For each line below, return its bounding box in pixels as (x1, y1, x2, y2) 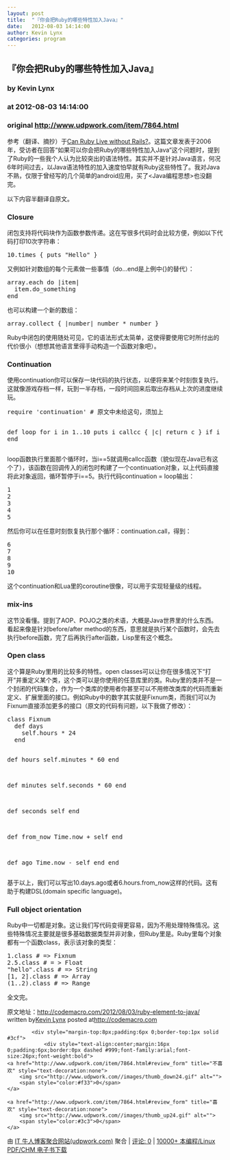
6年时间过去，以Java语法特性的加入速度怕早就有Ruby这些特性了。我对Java (7, 163, 220, 171)
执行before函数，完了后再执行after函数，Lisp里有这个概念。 (7, 633, 177, 641)
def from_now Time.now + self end (7, 832, 123, 841)
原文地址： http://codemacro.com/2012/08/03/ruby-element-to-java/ (7, 1008, 201, 1016)
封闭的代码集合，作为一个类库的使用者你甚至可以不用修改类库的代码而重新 (12, 684, 223, 692)
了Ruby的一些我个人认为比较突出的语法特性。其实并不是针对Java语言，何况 (7, 154, 221, 162)
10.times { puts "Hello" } (7, 251, 98, 258)
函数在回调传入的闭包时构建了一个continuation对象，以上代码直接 (34, 464, 219, 472)
